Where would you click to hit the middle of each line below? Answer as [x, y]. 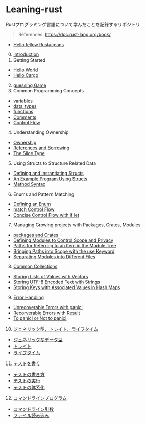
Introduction [26, 54]
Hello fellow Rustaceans [39, 44]
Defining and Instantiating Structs [48, 173]
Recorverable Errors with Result [46, 313]
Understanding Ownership [41, 132]
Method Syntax [29, 184]
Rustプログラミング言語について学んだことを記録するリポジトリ [73, 24]
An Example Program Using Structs [50, 179]
